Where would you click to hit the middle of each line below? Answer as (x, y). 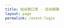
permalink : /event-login (30, 18)
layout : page (18, 14)
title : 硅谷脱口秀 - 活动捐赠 (32, 9)
